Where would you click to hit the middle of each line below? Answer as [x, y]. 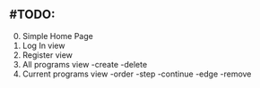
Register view [48, 55]
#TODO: [32, 15]
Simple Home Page [58, 36]
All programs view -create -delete [85, 64]
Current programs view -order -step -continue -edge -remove [137, 74]
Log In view [43, 45]
